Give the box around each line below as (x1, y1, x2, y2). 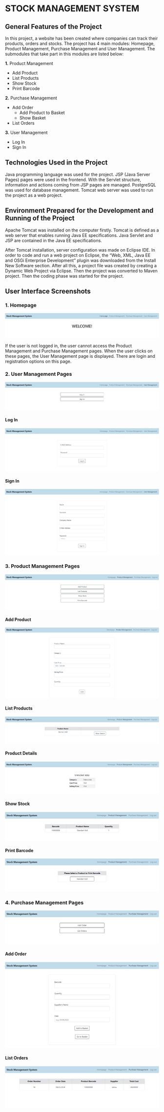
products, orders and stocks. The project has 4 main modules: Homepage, (5, 41, 155, 46)
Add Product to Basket (19, 110, 65, 116)
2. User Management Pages (5, 371, 72, 377)
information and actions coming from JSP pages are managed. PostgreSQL (5, 182, 156, 187)
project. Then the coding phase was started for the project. (5, 273, 124, 279)
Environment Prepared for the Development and (5, 207, 154, 215)
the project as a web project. (5, 192, 63, 198)
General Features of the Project (5, 23, 102, 31)
